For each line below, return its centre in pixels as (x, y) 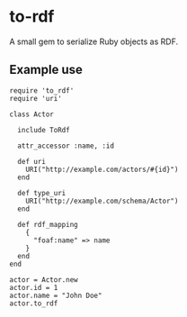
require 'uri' (36, 98)
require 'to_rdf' (42, 91)
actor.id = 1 (34, 287)
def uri (32, 161)
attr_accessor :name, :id (66, 146)
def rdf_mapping (48, 224)
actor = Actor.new (44, 280)
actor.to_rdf (34, 303)
